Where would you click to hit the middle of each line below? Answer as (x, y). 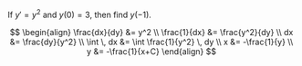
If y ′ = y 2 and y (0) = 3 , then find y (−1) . (79, 14)
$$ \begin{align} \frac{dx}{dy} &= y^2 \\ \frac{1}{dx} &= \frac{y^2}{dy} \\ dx (151, 32)
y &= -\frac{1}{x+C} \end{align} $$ (151, 51)
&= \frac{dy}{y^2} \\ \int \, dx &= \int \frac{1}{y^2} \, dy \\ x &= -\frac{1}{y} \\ (151, 42)
